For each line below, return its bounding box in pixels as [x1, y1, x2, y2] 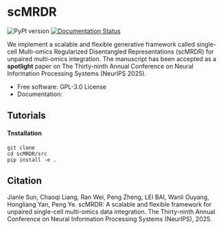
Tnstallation [7, 128, 43, 137]
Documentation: [16, 90, 63, 98]
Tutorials [7, 110, 46, 122]
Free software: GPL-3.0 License [16, 82, 107, 91]
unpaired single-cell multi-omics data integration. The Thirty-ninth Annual [7, 207, 215, 216]
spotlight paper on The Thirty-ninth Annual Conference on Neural [7, 62, 193, 70]
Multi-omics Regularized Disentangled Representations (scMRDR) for [18, 47, 214, 56]
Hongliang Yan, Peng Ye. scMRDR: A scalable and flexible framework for [7, 200, 212, 209]
